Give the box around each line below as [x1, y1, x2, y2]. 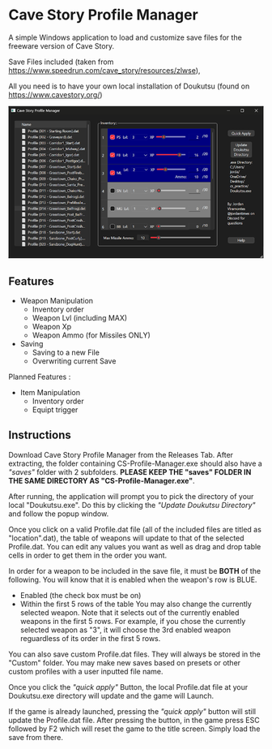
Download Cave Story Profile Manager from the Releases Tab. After [8, 450, 233, 459]
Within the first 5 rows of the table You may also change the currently [19, 599, 253, 609]
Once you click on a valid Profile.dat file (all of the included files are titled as [8, 524, 261, 534]
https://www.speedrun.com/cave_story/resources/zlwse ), [8, 65, 201, 75]
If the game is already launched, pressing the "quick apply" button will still [8, 706, 257, 716]
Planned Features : [8, 372, 71, 382]
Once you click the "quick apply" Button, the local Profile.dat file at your [8, 682, 249, 691]
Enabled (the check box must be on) [19, 590, 142, 600]
